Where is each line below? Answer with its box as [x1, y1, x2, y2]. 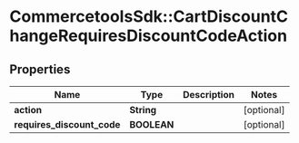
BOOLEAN [129, 119, 174, 130]
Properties [9, 62, 71, 77]
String [129, 104, 157, 116]
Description [183, 89, 234, 100]
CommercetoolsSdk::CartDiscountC [9, 6, 289, 27]
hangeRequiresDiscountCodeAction [9, 25, 288, 46]
